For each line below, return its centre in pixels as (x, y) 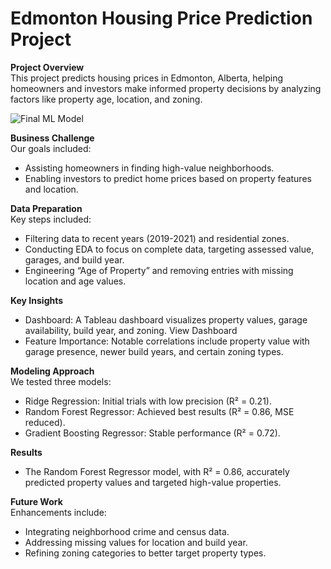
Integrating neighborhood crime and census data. (127, 531)
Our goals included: (51, 148)
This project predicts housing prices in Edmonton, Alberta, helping (146, 78)
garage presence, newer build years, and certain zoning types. (154, 351)
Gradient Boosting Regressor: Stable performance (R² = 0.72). (152, 433)
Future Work (36, 501)
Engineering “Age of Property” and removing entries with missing (159, 270)
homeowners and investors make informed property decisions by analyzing (166, 88)
